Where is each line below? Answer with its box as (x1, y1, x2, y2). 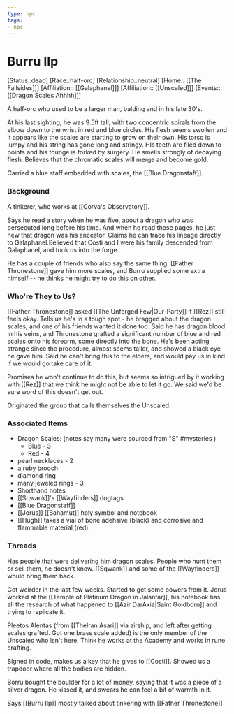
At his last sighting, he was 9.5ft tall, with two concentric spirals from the (7, 118, 217, 126)
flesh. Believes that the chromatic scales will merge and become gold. (7, 155, 209, 164)
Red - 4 (27, 449, 50, 458)
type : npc (7, 10, 36, 17)
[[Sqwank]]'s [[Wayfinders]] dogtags (17, 494, 124, 502)
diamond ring (17, 472, 56, 480)
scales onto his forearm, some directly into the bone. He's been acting (7, 337, 210, 345)
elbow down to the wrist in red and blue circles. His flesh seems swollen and (7, 126, 228, 134)
